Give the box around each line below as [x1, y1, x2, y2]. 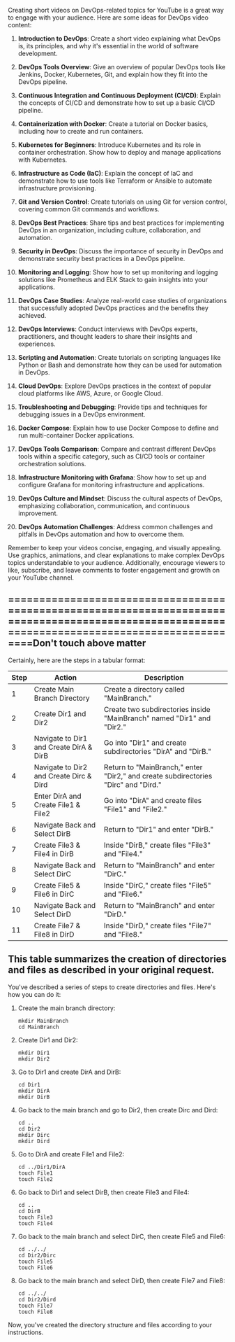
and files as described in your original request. [8, 964, 215, 976]
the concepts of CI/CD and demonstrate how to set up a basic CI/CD [17, 99, 215, 107]
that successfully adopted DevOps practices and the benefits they [17, 304, 209, 312]
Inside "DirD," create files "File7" [104, 921, 211, 930]
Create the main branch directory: [17, 1004, 116, 1012]
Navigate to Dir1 [33, 733, 88, 743]
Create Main [33, 684, 75, 694]
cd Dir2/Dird [17, 1296, 56, 1303]
